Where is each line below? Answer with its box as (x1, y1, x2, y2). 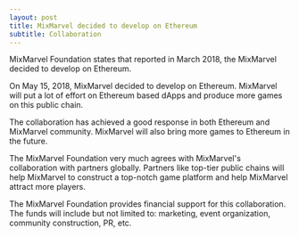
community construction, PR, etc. (9, 217, 132, 228)
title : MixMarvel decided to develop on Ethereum (9, 21, 198, 30)
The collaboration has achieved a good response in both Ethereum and (9, 117, 270, 127)
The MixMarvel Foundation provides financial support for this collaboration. (9, 199, 287, 209)
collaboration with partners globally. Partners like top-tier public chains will (9, 162, 285, 174)
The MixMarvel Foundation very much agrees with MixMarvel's (9, 153, 241, 164)
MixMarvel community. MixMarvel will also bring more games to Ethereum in (9, 127, 290, 137)
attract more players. (9, 182, 87, 192)
